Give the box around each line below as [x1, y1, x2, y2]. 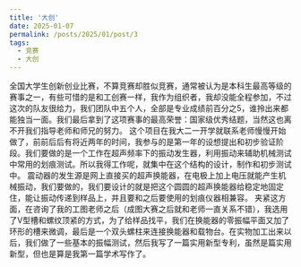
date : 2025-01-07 [9, 22, 74, 30]
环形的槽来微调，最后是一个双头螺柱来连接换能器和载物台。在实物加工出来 [9, 226, 284, 237]
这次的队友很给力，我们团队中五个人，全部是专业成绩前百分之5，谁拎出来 [9, 103, 281, 113]
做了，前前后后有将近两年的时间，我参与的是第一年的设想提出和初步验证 [9, 136, 276, 147]
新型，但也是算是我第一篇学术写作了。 [9, 248, 150, 259]
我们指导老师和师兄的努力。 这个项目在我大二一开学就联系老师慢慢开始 [24, 125, 287, 135]
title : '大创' [9, 13, 60, 22]
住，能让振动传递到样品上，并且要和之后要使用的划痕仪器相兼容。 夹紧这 [9, 193, 279, 202]
